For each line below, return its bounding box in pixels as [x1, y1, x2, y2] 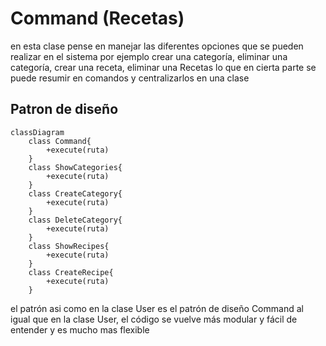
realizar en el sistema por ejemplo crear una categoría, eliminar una [10, 50, 288, 62]
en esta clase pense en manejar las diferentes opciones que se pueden [10, 40, 304, 52]
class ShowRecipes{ [28, 241, 110, 251]
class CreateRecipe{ [28, 267, 114, 277]
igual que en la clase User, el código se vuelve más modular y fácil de [10, 313, 298, 325]
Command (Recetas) [10, 7, 185, 30]
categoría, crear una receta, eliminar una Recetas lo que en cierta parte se [10, 61, 317, 73]
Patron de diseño [10, 101, 119, 118]
